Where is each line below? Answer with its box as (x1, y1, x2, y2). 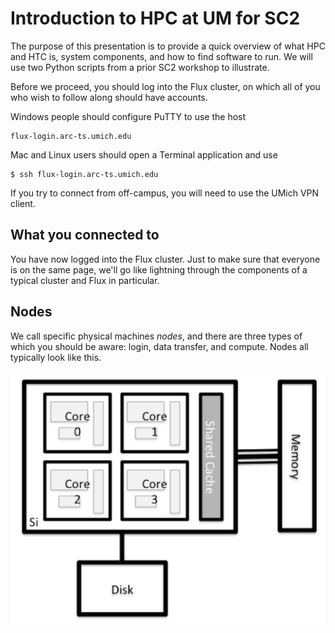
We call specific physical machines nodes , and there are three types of (10, 330, 303, 342)
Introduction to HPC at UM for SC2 (10, 7, 301, 30)
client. (10, 197, 36, 209)
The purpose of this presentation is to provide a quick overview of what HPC (10, 40, 326, 52)
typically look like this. (10, 351, 102, 363)
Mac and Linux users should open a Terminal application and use (10, 148, 278, 161)
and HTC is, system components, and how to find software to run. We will (10, 50, 313, 62)
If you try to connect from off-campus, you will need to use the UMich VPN (10, 187, 320, 199)
